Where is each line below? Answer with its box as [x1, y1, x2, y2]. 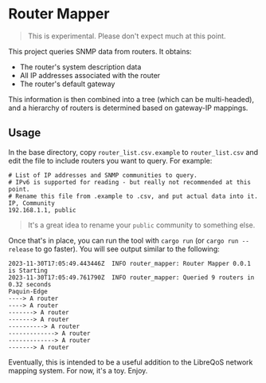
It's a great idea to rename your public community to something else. [27, 220, 256, 230]
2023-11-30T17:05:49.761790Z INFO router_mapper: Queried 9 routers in [8, 273, 255, 282]
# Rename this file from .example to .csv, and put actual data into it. [8, 192, 259, 200]
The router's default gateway [19, 79, 115, 89]
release [8, 245, 34, 254]
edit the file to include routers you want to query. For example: [8, 156, 213, 165]
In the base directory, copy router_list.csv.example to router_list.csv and [8, 147, 259, 156]
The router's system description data [19, 61, 142, 72]
